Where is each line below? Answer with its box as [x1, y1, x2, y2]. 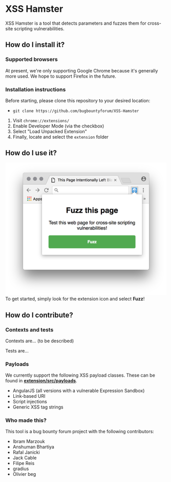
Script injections [12, 399, 47, 405]
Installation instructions [5, 86, 66, 93]
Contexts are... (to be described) [5, 338, 74, 344]
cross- [147, 20, 161, 26]
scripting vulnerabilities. [14, 25, 65, 31]
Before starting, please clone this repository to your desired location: [5, 97, 151, 103]
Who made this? [5, 417, 47, 424]
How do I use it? [5, 149, 57, 157]
